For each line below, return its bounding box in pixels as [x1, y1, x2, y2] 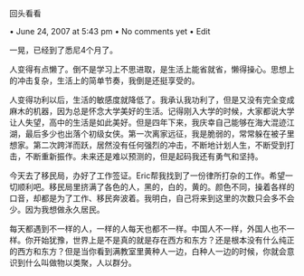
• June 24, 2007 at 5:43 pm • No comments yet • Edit [9, 26, 211, 36]
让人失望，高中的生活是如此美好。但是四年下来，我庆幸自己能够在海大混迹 [9, 117, 287, 128]
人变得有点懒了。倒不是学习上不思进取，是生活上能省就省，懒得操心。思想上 [9, 64, 295, 74]
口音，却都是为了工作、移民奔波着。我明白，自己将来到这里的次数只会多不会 [9, 193, 295, 204]
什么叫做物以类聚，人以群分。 [24, 257, 137, 268]
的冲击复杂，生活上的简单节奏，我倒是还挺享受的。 [9, 75, 200, 86]
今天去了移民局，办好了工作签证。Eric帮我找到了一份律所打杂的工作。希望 [9, 170, 286, 181]
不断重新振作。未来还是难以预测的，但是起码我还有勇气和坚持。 [24, 151, 263, 161]
